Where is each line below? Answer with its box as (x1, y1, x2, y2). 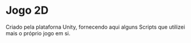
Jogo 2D (5, 4, 49, 17)
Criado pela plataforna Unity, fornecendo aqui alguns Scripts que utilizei (5, 23, 186, 30)
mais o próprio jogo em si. (5, 29, 71, 36)
